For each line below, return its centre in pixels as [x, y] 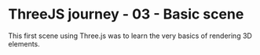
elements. [24, 43]
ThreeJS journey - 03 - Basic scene [126, 14]
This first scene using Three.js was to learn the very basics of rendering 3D [130, 36]
